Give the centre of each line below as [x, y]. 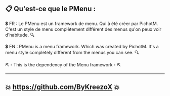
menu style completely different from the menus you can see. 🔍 [72, 52]
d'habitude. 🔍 [20, 35]
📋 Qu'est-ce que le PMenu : [51, 9]
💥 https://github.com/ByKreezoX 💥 [62, 87]
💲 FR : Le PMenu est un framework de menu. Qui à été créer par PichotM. [82, 23]
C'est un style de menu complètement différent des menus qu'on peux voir [83, 29]
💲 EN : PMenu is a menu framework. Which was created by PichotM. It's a [82, 46]
